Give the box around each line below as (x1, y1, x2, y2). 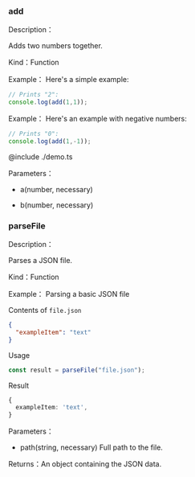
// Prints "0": (8, 130, 59, 138)
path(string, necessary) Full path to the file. (19, 442, 163, 452)
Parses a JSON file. (8, 256, 73, 265)
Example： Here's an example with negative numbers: (8, 114, 187, 124)
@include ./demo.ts (8, 151, 73, 162)
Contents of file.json (8, 306, 82, 315)
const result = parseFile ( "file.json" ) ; (8, 366, 146, 374)
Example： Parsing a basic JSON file (8, 290, 130, 299)
